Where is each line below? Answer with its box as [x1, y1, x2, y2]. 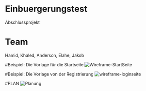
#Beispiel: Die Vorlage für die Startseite [5, 61, 84, 67]
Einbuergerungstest [5, 3, 88, 15]
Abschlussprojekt [5, 19, 40, 25]
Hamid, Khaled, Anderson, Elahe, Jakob [5, 52, 84, 58]
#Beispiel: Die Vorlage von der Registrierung [5, 71, 94, 77]
